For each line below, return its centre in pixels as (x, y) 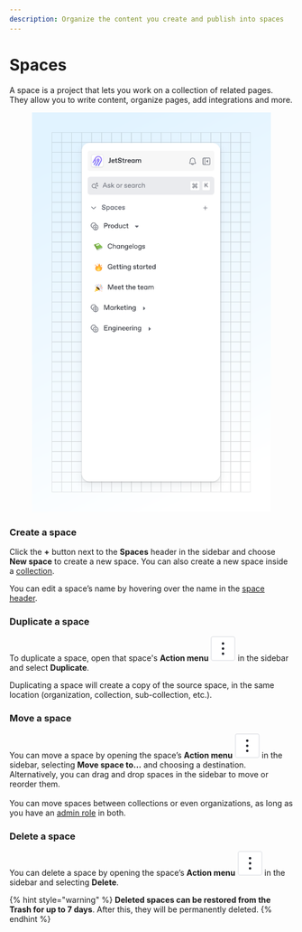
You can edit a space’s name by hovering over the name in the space (137, 588)
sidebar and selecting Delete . (64, 882)
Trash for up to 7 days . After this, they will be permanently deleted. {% (141, 909)
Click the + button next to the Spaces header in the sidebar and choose (142, 551)
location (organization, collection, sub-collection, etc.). (111, 695)
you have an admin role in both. (68, 813)
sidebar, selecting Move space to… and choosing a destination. (128, 765)
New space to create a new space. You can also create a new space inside (149, 561)
